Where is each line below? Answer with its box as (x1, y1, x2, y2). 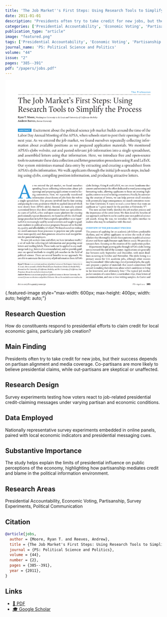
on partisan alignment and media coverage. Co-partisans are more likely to (5, 361, 159, 367)
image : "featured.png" (5, 34, 52, 39)
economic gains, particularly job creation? (5, 328, 91, 334)
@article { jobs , (5, 531, 37, 536)
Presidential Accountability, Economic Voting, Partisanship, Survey (5, 498, 142, 504)
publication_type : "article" (5, 29, 66, 34)
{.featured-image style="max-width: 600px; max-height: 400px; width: (5, 290, 151, 296)
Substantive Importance (5, 446, 82, 455)
